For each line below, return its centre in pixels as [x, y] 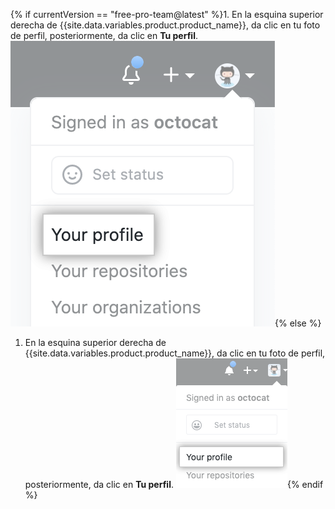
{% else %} [298, 323]
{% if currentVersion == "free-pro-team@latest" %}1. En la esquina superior [167, 14]
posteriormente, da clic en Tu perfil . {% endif [174, 484]
